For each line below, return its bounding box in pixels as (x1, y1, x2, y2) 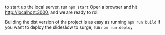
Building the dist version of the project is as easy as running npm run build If (5, 19, 161, 25)
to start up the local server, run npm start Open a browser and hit (5, 4, 138, 10)
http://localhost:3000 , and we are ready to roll (5, 9, 99, 15)
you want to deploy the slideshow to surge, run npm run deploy (5, 24, 132, 30)
